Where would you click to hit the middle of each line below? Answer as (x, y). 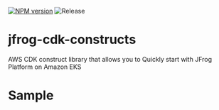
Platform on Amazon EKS (45, 67)
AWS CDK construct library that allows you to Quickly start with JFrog (110, 59)
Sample (31, 95)
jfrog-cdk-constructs (72, 40)
